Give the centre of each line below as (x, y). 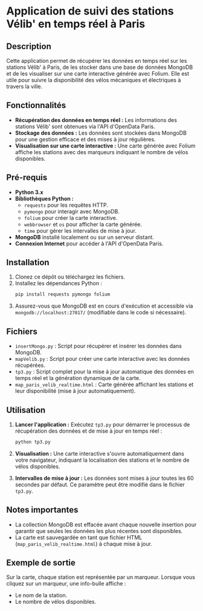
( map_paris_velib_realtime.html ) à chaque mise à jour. (83, 544)
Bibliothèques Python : (44, 198)
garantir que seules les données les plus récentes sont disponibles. (99, 531)
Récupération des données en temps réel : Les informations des (96, 120)
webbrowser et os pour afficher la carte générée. (83, 224)
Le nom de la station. (41, 595)
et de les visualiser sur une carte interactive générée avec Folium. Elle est (98, 73)
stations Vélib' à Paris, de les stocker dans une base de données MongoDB (100, 67)
